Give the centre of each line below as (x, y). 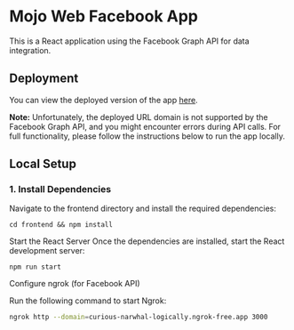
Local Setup (43, 164)
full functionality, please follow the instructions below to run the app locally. (147, 136)
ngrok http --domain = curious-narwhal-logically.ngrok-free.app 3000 (139, 318)
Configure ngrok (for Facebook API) (75, 284)
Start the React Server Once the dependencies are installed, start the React (147, 241)
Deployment (44, 79)
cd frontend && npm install (61, 225)
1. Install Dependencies (60, 189)
